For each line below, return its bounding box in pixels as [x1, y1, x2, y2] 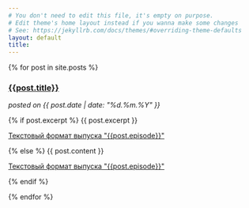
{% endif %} [8, 177, 49, 187]
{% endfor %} [8, 192, 54, 202]
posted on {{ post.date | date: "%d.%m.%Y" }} [8, 100, 160, 110]
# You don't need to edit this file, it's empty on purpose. [8, 11, 214, 20]
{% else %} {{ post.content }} [8, 146, 104, 156]
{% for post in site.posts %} [8, 62, 99, 72]
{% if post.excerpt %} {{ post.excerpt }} [8, 115, 138, 125]
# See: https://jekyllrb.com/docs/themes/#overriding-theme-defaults [8, 26, 243, 34]
